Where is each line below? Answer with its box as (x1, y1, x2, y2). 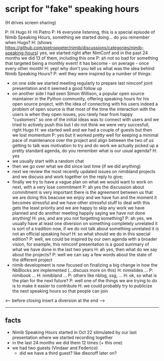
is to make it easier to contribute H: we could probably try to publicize (12, 283, 152, 289)
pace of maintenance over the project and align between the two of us (12, 137, 154, 143)
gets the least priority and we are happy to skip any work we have (12, 204, 145, 211)
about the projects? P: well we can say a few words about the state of (12, 251, 152, 257)
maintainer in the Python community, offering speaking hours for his (12, 95, 149, 101)
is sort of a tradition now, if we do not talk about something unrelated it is (12, 226, 159, 231)
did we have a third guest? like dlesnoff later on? (19, 350, 117, 356)
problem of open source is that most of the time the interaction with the (12, 106, 156, 112)
